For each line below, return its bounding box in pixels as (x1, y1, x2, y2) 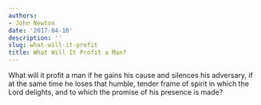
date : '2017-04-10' (8, 26, 73, 34)
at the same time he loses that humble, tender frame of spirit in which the (8, 79, 250, 88)
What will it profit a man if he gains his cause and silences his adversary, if (8, 71, 254, 80)
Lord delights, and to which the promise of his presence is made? (8, 87, 223, 96)
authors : (8, 11, 38, 20)
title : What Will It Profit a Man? (8, 49, 127, 56)
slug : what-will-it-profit (8, 41, 98, 49)
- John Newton (8, 19, 56, 27)
